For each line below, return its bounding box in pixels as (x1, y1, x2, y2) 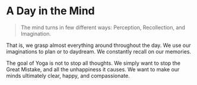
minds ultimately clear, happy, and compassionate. (6, 72, 131, 79)
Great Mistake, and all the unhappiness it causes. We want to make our (6, 65, 180, 73)
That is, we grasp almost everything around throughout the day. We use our (6, 42, 191, 49)
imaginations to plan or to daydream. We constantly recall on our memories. (6, 48, 192, 55)
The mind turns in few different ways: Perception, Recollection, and (20, 24, 186, 31)
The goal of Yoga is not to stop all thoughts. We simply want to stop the (6, 59, 181, 67)
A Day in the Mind (6, 4, 95, 18)
